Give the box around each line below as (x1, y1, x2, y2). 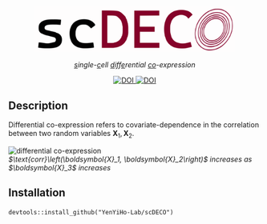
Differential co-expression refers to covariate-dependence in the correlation (8, 120, 259, 130)
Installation (8, 186, 66, 200)
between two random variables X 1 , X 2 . (8, 129, 135, 140)
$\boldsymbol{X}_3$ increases (8, 163, 111, 173)
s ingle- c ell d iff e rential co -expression (74, 60, 196, 70)
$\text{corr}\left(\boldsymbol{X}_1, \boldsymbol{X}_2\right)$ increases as (8, 154, 253, 164)
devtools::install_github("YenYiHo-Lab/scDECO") (8, 208, 174, 216)
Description (8, 98, 68, 112)
